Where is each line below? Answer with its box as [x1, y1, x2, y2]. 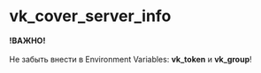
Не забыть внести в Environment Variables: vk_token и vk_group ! [9, 54, 252, 64]
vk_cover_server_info [9, 6, 172, 26]
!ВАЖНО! [9, 35, 46, 46]
